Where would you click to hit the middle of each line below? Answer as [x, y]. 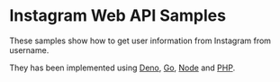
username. [29, 50]
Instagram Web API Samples [118, 16]
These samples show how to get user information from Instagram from [140, 41]
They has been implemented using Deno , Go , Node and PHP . [122, 68]
